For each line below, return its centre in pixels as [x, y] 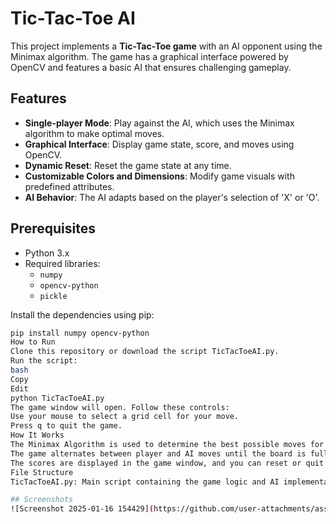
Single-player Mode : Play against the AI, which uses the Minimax [159, 123]
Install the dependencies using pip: [82, 314]
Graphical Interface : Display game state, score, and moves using [159, 144]
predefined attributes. [69, 186]
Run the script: [44, 361]
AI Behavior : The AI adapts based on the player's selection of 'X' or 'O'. [172, 197]
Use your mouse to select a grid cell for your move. [125, 417]
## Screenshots [42, 500]
